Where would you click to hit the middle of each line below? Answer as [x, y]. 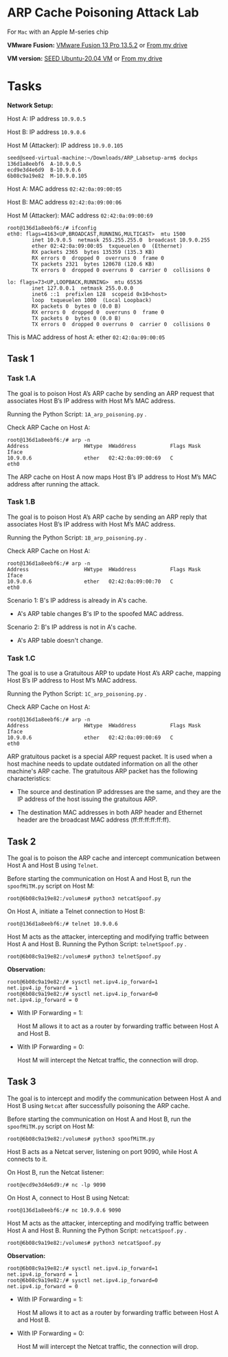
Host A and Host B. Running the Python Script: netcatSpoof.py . [97, 1230]
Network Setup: [30, 105]
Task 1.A [22, 378]
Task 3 [22, 1082]
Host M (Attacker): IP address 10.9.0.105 [65, 145]
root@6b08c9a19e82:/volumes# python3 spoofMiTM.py [81, 1139]
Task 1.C [21, 658]
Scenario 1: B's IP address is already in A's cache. [77, 600]
